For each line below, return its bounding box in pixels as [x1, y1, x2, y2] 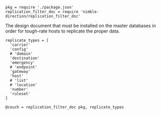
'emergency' [10, 60, 36, 65]
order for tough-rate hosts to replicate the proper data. [5, 28, 120, 34]
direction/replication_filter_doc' [5, 14, 81, 19]
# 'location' [10, 82, 38, 88]
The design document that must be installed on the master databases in [5, 23, 156, 28]
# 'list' [10, 78, 29, 83]
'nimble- [81, 9, 99, 14]
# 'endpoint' [10, 65, 38, 70]
